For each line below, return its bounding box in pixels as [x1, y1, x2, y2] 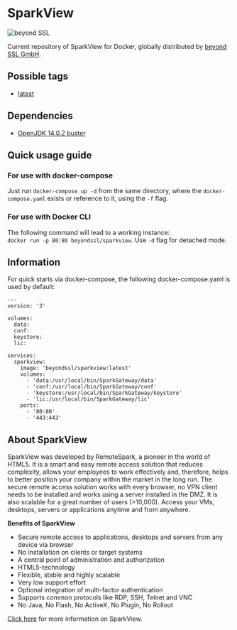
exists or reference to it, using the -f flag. [47, 194, 169, 203]
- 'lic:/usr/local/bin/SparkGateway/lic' [26, 396, 151, 403]
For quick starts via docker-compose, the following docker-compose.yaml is [7, 275, 231, 283]
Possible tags [7, 70, 69, 82]
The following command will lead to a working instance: [7, 228, 170, 237]
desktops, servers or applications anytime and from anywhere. [7, 506, 191, 514]
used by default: [7, 283, 55, 291]
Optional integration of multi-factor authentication [17, 586, 163, 594]
